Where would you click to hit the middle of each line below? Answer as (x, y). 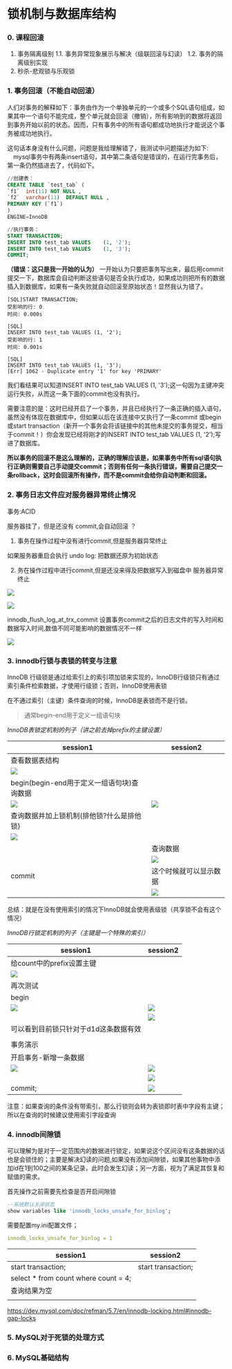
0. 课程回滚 (26, 37)
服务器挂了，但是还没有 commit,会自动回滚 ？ (72, 526)
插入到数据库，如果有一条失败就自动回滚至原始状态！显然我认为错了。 (107, 287)
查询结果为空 (32, 1290)
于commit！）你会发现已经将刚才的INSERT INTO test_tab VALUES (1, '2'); (111, 435)
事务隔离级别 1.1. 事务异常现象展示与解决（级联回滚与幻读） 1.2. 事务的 (117, 54)
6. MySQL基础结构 (38, 1357)
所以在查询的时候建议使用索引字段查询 (61, 1114)
